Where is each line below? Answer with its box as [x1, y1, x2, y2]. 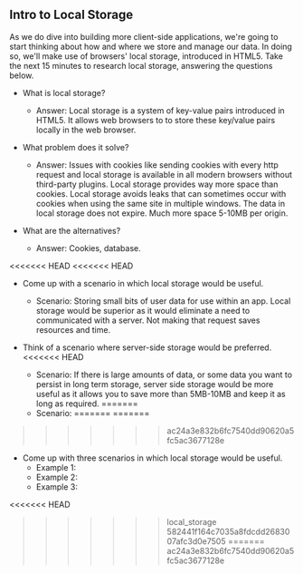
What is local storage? [22, 87, 106, 98]
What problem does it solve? [22, 141, 129, 152]
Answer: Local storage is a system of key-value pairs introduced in [35, 104, 285, 116]
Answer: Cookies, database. [35, 242, 142, 253]
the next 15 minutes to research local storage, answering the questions [9, 60, 273, 71]
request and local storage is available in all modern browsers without [35, 169, 292, 180]
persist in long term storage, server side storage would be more [35, 378, 274, 389]
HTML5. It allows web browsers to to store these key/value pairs [35, 114, 276, 125]
